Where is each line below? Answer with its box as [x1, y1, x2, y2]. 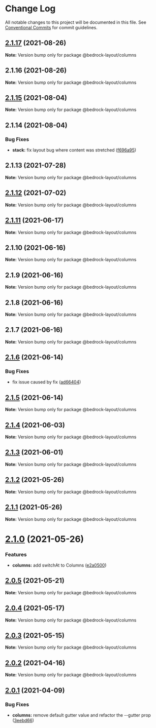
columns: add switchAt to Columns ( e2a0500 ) [12, 562, 107, 568]
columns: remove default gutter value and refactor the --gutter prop [12, 712, 151, 718]
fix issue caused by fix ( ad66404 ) [12, 379, 81, 385]
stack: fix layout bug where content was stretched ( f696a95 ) [12, 147, 136, 153]
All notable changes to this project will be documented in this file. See [5, 19, 147, 25]
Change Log [5, 3, 56, 14]
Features [5, 551, 27, 558]
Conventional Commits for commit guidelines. [5, 24, 97, 30]
